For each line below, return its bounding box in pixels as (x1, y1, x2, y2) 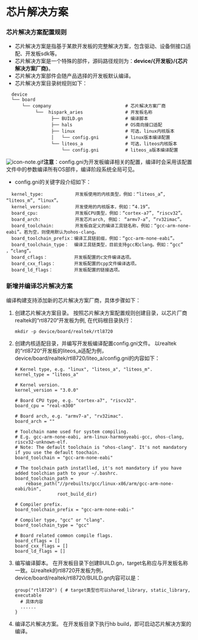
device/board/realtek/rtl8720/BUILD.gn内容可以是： (14, 574, 141, 581)
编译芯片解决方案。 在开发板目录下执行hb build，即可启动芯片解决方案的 (14, 620, 191, 627)
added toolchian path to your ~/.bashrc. (14, 470, 118, 476)
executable (14, 592, 42, 598)
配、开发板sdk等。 (14, 50, 60, 57)
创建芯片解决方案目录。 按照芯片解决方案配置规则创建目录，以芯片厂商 (14, 309, 187, 316)
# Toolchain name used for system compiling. (14, 429, 129, 435)
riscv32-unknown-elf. (14, 439, 68, 445)
